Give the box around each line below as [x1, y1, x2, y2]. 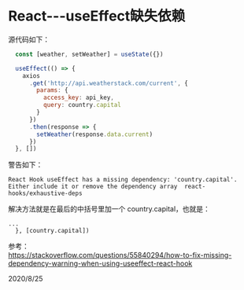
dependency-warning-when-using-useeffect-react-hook [8, 259, 193, 268]
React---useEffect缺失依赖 [8, 7, 186, 25]
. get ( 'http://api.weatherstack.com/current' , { [28, 79, 189, 87]
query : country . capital [43, 101, 122, 109]
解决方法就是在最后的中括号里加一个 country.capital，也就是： [8, 204, 211, 214]
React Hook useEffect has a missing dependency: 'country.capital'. [8, 176, 238, 184]
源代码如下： [8, 35, 50, 44]
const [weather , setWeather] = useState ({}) [15, 50, 164, 58]
